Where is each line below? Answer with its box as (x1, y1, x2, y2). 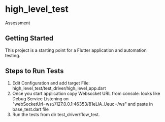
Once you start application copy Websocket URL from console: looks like (12, 90, 161, 96)
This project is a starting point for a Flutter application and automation (5, 47, 147, 53)
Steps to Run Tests (5, 67, 64, 75)
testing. (5, 52, 21, 58)
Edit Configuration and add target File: (12, 80, 90, 86)
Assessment (5, 20, 31, 26)
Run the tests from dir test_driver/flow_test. (12, 111, 100, 117)
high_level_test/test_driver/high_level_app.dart (12, 85, 106, 91)
